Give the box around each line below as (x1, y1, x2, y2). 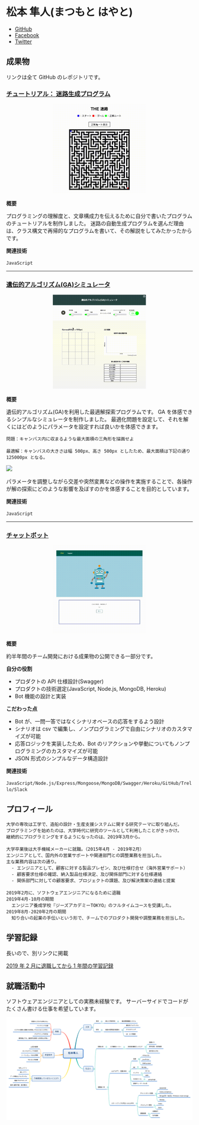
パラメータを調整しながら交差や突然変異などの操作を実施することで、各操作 (6, 478, 192, 485)
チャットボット (6, 531, 49, 540)
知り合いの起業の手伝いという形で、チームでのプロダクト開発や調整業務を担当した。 (11, 915, 188, 921)
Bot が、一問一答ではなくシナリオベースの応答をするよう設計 (14, 717, 165, 725)
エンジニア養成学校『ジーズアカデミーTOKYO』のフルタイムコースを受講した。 (11, 902, 174, 908)
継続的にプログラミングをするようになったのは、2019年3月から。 (6, 834, 143, 840)
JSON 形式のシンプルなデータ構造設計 (14, 755, 108, 762)
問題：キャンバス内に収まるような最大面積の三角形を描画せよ (6, 436, 134, 442)
